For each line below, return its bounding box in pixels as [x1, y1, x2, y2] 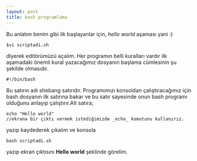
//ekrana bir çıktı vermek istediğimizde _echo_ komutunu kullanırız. [6, 116, 185, 122]
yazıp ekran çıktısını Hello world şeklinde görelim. [6, 148, 128, 155]
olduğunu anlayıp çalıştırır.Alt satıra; [6, 99, 94, 107]
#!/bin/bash [6, 76, 36, 82]
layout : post [6, 8, 39, 15]
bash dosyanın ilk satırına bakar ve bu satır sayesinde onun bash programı [6, 93, 188, 100]
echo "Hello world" [6, 111, 55, 117]
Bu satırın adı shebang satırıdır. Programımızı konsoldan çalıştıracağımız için [6, 86, 192, 94]
